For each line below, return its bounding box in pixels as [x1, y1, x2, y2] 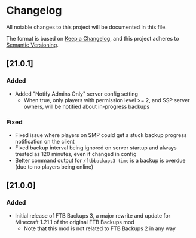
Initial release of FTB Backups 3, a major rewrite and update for [14, 212, 171, 219]
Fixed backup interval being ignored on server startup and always [14, 144, 177, 151]
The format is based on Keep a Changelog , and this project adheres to [6, 35, 179, 42]
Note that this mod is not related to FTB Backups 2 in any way [23, 225, 176, 232]
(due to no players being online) [14, 163, 94, 170]
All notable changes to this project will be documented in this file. [6, 23, 167, 30]
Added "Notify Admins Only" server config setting [14, 90, 139, 97]
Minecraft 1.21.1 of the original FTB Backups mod [14, 218, 134, 225]
